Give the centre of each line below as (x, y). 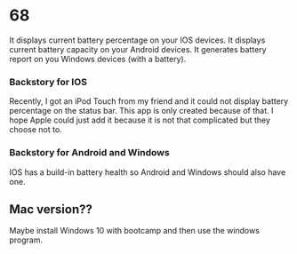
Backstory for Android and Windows (90, 153)
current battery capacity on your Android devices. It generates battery (138, 49)
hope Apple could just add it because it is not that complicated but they (140, 120)
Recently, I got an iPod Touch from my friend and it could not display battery (149, 101)
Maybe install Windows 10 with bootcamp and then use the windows (135, 231)
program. (26, 240)
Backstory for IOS (48, 82)
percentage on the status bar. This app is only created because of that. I (141, 111)
